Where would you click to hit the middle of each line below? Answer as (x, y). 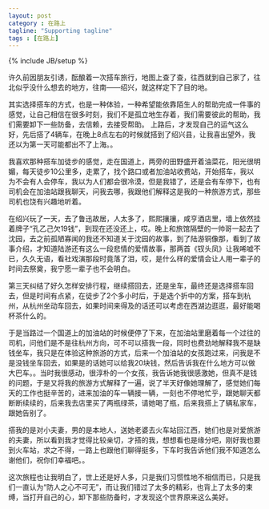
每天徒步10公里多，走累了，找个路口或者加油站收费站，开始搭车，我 (134, 172)
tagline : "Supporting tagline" (60, 30)
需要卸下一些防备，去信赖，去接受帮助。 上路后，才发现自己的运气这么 (132, 124)
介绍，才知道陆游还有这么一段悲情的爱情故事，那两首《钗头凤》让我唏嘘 (134, 248)
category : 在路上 (37, 23)
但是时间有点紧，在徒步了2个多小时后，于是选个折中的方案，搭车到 (133, 296)
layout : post (30, 16)
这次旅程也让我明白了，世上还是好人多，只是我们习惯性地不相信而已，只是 (131, 477)
